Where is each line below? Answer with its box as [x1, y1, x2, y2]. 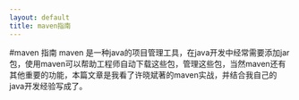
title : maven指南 [9, 21, 72, 30]
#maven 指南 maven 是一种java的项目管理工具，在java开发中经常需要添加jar [9, 46, 290, 58]
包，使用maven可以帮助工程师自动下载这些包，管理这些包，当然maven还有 [9, 58, 286, 69]
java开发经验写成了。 [9, 80, 88, 91]
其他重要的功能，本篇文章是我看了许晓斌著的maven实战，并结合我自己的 [9, 69, 278, 80]
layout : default [9, 12, 70, 22]
